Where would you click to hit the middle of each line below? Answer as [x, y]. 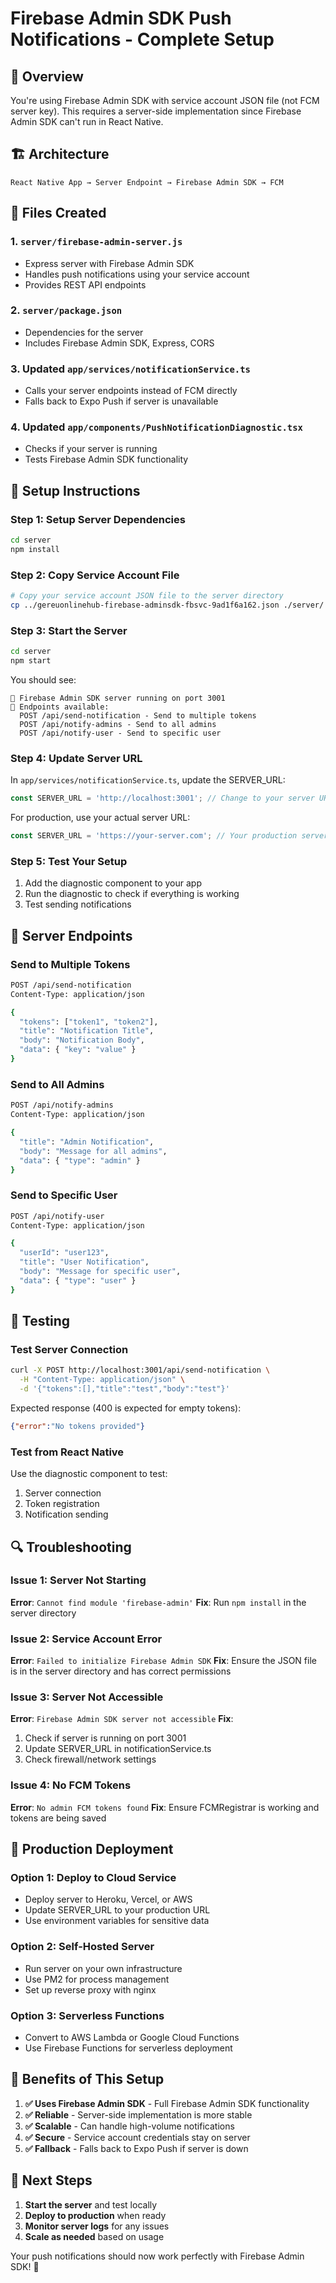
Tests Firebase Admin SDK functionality [106, 459]
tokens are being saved [58, 1818]
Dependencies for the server [84, 332]
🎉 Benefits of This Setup [87, 2079]
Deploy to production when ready [95, 2215]
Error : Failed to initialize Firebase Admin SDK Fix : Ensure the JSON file [163, 1661]
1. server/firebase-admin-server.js [96, 242]
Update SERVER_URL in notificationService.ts [118, 1749]
